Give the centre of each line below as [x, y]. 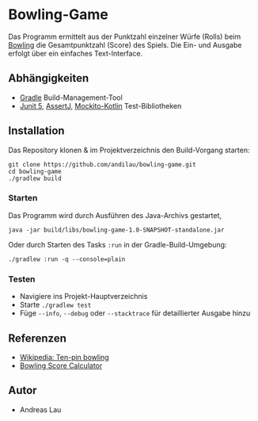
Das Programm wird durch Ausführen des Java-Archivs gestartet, [115, 215]
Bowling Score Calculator [61, 366]
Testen [22, 279]
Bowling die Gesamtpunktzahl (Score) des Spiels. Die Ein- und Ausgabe [125, 44]
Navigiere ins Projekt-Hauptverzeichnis [83, 297]
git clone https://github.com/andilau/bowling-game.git [102, 164]
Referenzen [38, 338]
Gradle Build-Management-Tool [71, 98]
